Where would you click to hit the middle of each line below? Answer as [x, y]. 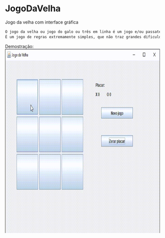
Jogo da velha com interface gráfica [42, 22]
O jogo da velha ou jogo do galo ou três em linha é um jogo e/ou [74, 32]
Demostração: [19, 46]
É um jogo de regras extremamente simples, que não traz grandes [73, 37]
